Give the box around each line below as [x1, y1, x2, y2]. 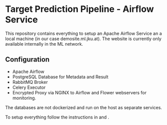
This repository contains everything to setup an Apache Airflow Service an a [5, 30, 162, 36]
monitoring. [12, 95, 36, 101]
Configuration [5, 56, 50, 64]
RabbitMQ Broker [12, 79, 48, 85]
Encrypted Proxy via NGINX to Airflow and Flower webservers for [12, 89, 147, 95]
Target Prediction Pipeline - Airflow [5, 3, 154, 15]
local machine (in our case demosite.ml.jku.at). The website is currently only [5, 36, 162, 42]
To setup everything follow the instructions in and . [5, 114, 110, 120]
